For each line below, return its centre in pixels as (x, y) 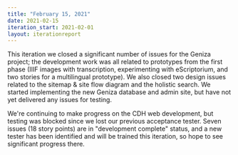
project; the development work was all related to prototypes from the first (115, 62)
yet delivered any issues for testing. (60, 100)
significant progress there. (46, 144)
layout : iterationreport (44, 34)
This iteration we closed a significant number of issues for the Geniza (109, 54)
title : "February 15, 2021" (49, 14)
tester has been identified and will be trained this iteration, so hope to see (115, 136)
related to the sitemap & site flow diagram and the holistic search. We (109, 85)
